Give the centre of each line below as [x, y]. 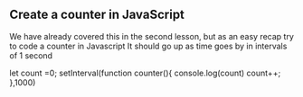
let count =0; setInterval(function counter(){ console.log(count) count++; [145, 73]
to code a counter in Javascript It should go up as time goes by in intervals [148, 46]
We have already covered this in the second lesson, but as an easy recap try [151, 36]
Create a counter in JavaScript [97, 15]
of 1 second [31, 55]
